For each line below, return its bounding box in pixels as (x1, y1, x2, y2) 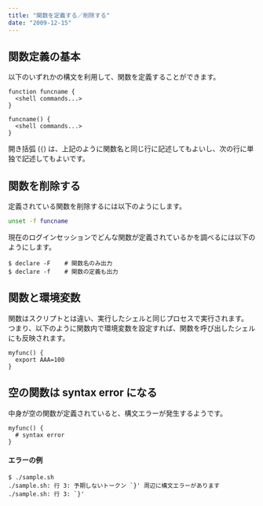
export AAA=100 (15, 356, 65, 364)
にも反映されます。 (8, 333, 70, 342)
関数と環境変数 (8, 291, 81, 305)
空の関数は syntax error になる (8, 386, 158, 400)
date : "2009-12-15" (8, 19, 72, 27)
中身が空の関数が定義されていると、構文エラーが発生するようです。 (8, 408, 228, 418)
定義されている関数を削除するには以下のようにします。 (8, 201, 187, 211)
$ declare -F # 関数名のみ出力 (8, 260, 113, 268)
